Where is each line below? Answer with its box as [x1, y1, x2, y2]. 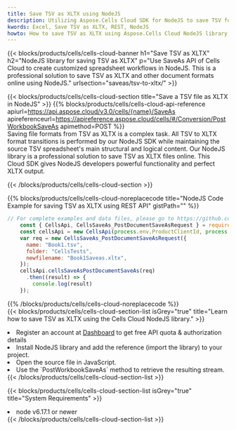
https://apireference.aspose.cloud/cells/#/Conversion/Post [55, 115, 226, 123]
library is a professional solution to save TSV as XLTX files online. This [7, 152, 211, 161]
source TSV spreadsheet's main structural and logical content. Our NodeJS [7, 145, 225, 153]
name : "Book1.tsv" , [25, 241, 83, 248]
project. [7, 350, 30, 358]
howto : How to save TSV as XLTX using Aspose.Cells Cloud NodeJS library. [7, 29, 231, 37]
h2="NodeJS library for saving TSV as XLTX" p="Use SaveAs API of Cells [7, 57, 220, 65]
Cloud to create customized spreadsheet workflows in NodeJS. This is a [7, 64, 216, 72]
